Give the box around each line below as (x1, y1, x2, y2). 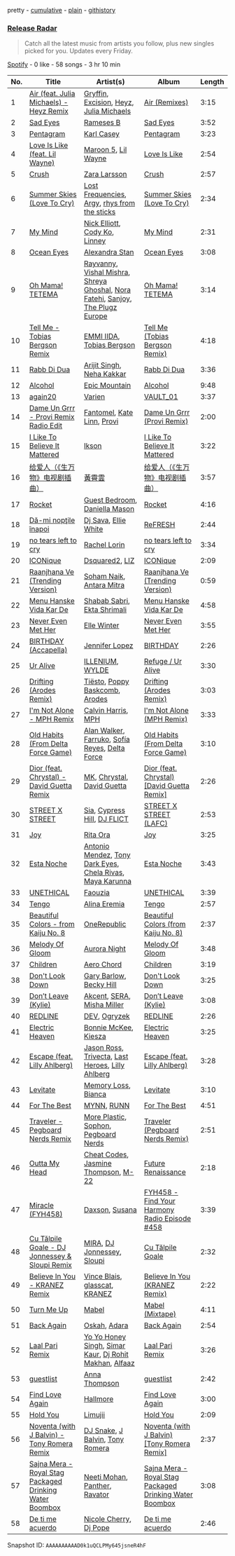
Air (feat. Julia (29, 89, 76, 99)
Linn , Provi (83, 416, 119, 426)
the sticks (83, 207, 116, 217)
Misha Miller (83, 1000, 124, 1010)
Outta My (29, 1159, 60, 1168)
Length (200, 77, 225, 87)
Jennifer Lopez (83, 641, 134, 650)
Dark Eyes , (83, 859, 120, 868)
